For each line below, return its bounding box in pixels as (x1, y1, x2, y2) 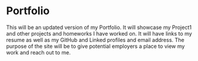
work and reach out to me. (6, 49, 71, 56)
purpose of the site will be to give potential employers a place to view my (6, 43, 186, 50)
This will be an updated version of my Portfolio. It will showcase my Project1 (6, 24, 192, 31)
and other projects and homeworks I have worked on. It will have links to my (6, 30, 192, 37)
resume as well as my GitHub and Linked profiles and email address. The (6, 36, 184, 43)
